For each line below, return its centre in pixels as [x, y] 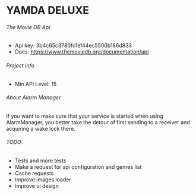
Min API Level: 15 [36, 84]
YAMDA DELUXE [48, 10]
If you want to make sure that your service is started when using [85, 116]
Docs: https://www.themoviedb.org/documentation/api [82, 52]
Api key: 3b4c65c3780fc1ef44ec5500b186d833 [73, 46]
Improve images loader [43, 180]
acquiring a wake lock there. [41, 128]
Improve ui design [37, 186]
